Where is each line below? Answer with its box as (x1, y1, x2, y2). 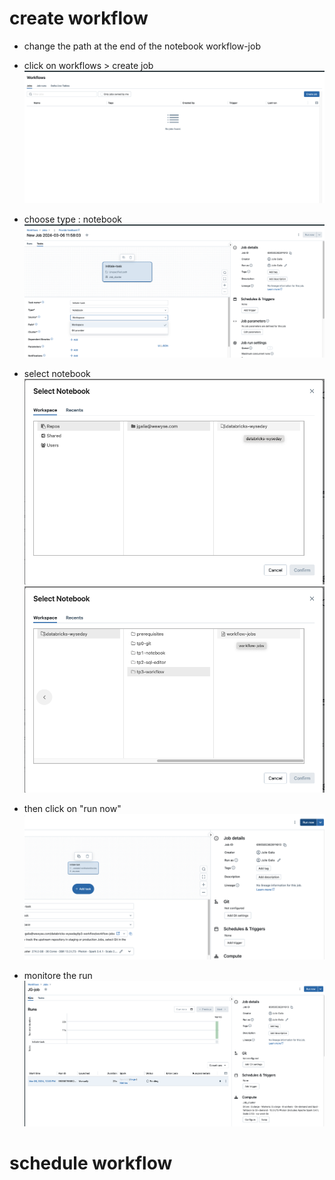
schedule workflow (9, 1152, 173, 1175)
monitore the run (23, 969, 93, 981)
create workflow (9, 7, 149, 30)
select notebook (23, 367, 91, 379)
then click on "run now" (23, 803, 122, 815)
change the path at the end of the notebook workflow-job (23, 40, 261, 52)
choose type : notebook (23, 213, 123, 226)
